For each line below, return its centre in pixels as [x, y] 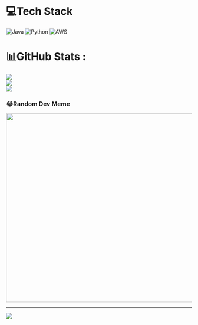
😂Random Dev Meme [38, 104]
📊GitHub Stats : [46, 57]
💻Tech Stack [39, 12]
